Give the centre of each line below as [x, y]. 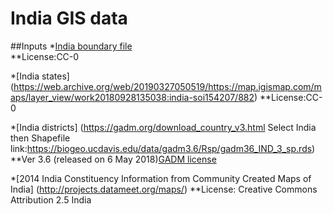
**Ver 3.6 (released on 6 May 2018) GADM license [113, 159]
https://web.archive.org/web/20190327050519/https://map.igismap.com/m [167, 86]
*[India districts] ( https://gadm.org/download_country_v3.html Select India [163, 127]
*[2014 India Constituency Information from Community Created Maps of [161, 178]
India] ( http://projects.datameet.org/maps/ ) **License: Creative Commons [164, 189]
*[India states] [40, 76]
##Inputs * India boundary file [71, 46]
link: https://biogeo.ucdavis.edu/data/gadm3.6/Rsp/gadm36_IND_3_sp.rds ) [163, 148]
